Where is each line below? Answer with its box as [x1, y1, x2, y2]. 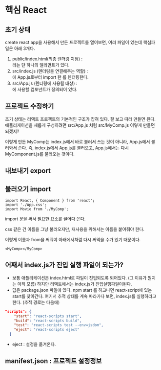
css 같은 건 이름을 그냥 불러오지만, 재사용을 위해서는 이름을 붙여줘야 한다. [5, 226, 145, 232]
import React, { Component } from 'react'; [5, 198, 95, 203]
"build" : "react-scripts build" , [14, 318, 82, 323]
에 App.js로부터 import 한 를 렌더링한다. [12, 74, 89, 80]
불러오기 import [5, 185, 51, 193]
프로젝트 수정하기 [5, 102, 54, 111]
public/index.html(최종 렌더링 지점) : [12, 56, 83, 62]
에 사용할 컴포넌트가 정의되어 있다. [12, 87, 78, 92]
